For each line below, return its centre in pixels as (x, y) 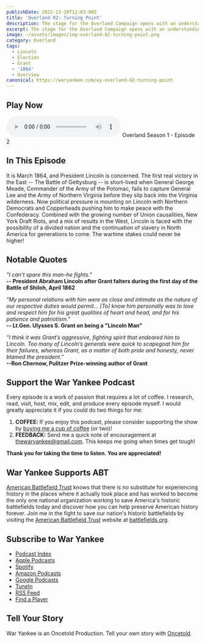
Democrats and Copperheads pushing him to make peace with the (90, 208)
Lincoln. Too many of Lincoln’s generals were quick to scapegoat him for (98, 344)
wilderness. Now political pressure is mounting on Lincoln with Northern (97, 201)
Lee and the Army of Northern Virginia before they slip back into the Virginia (102, 195)
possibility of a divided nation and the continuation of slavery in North (94, 228)
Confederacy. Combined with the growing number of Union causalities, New (102, 214)
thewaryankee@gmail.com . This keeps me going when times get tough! (105, 442)
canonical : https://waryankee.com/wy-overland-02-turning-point (90, 80)
